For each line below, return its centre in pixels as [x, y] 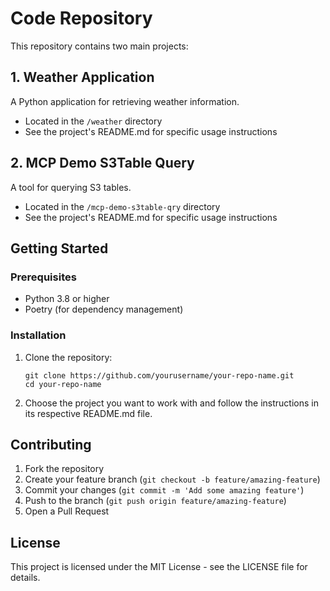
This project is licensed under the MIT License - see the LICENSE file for [159, 567]
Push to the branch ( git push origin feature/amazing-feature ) [155, 501]
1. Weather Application [82, 77]
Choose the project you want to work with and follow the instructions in [171, 403]
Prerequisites [43, 277]
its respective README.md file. [88, 413]
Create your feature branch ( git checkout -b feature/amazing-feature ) [172, 479]
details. [25, 578]
